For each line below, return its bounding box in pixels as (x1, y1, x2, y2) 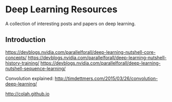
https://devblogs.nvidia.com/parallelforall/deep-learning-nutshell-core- (5, 49, 156, 55)
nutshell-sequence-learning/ (5, 65, 66, 71)
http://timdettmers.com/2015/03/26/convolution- (54, 75, 158, 81)
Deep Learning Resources (5, 4, 118, 15)
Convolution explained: (5, 75, 54, 81)
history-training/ (5, 60, 39, 66)
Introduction (5, 35, 46, 44)
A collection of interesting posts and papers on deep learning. (5, 21, 136, 27)
